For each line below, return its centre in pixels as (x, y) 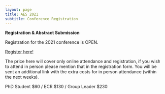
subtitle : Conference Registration (42, 19)
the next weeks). (22, 77)
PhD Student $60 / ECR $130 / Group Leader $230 (56, 87)
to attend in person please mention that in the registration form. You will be (81, 66)
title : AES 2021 (22, 14)
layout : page (18, 10)
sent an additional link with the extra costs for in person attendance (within (81, 72)
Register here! (19, 52)
